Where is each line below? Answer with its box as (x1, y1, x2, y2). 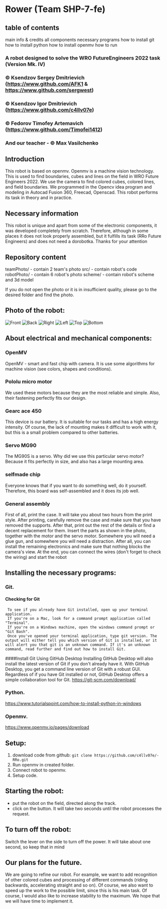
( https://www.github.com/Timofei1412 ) (5, 126, 103, 133)
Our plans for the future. (5, 858, 82, 866)
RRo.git (12, 757, 28, 762)
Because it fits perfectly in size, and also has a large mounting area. (5, 459, 145, 465)
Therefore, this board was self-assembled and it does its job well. (5, 488, 140, 494)
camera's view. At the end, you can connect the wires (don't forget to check (5, 549, 162, 555)
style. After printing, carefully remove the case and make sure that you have (5, 517, 161, 523)
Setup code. (12, 772, 38, 778)
